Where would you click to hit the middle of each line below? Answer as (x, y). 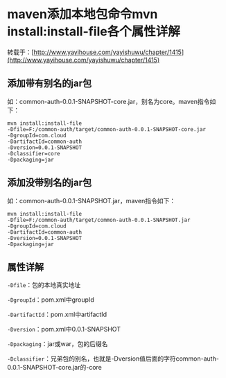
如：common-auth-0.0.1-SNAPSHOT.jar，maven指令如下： (91, 200)
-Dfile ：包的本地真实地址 (44, 285)
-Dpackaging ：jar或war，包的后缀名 (58, 344)
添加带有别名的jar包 (50, 84)
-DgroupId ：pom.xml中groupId (51, 300)
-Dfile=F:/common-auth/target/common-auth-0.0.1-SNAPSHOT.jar (99, 220)
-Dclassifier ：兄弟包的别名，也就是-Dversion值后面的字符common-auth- (113, 359)
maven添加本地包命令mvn (82, 14)
